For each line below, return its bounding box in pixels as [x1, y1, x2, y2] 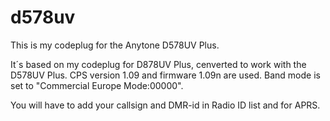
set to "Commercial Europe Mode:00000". [10, 79, 184, 91]
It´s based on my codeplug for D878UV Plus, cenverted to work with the [10, 58, 307, 70]
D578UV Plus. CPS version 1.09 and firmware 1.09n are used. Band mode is [10, 69, 321, 81]
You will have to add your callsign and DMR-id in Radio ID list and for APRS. [10, 99, 321, 111]
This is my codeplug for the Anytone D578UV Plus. [10, 39, 220, 51]
